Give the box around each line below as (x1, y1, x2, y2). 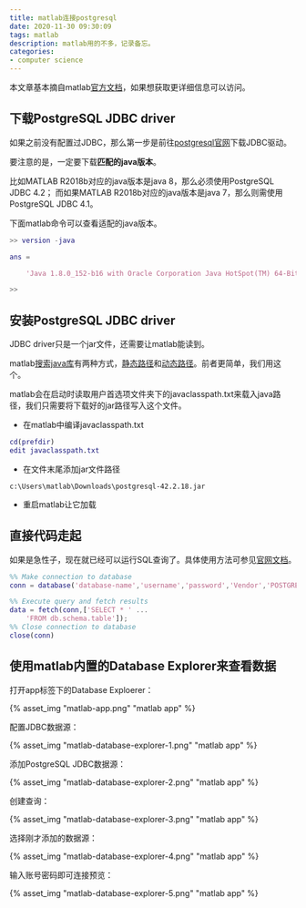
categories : (9, 47, 55, 56)
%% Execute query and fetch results (9, 597, 148, 607)
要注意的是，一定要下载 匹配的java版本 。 (9, 156, 162, 167)
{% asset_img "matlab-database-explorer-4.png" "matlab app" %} (9, 851, 260, 862)
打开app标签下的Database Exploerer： (9, 684, 154, 695)
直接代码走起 (9, 528, 82, 544)
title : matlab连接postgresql (9, 13, 117, 23)
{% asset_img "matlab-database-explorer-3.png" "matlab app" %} (9, 813, 260, 824)
